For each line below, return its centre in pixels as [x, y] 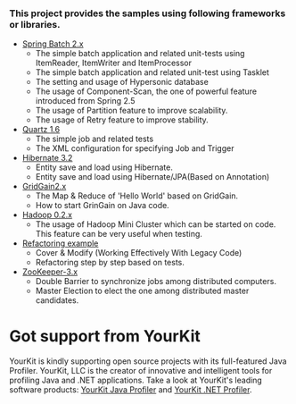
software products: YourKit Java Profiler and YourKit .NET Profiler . [131, 390]
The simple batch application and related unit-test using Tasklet [152, 72]
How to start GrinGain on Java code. [102, 206]
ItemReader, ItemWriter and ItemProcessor [113, 63]
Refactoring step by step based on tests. [110, 263]
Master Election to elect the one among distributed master [142, 291]
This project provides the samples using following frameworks [148, 13]
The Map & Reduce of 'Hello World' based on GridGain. [137, 196]
